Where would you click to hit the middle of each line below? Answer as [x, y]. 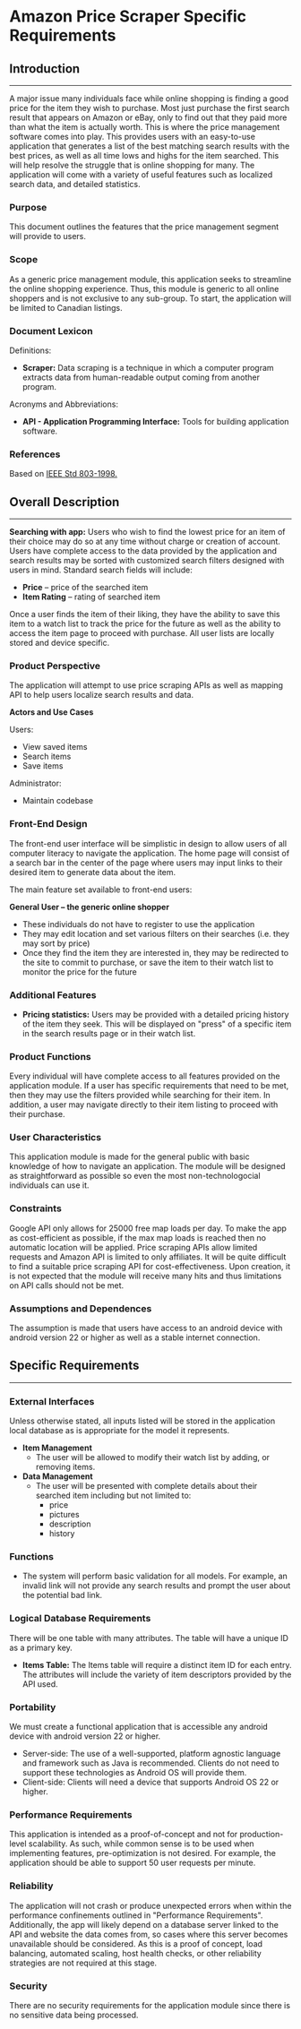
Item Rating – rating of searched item [91, 597]
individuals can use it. [49, 1185]
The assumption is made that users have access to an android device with [146, 1328]
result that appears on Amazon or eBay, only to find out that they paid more [148, 117]
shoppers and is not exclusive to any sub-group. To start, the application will [150, 298]
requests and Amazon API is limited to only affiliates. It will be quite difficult [148, 1257]
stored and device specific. [60, 643]
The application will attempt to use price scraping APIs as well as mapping [146, 685]
